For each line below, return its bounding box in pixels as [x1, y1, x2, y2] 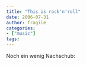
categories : [6, 25, 36, 31]
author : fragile [6, 19, 46, 25]
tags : [6, 36, 20, 42]
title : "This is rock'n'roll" [6, 8, 81, 15]
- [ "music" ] [6, 31, 36, 37]
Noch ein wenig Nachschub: [6, 53, 75, 59]
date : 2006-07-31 [6, 14, 49, 20]
